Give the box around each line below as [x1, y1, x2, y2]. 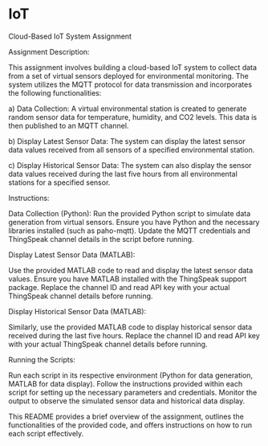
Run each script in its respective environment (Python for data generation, [8, 370, 254, 380]
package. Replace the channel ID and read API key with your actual [8, 282, 230, 292]
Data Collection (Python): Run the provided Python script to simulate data [8, 208, 251, 218]
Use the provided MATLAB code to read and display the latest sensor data [8, 265, 254, 275]
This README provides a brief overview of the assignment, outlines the [8, 411, 245, 421]
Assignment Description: [8, 47, 90, 56]
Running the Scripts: [8, 354, 76, 364]
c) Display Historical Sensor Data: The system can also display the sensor [8, 160, 252, 170]
